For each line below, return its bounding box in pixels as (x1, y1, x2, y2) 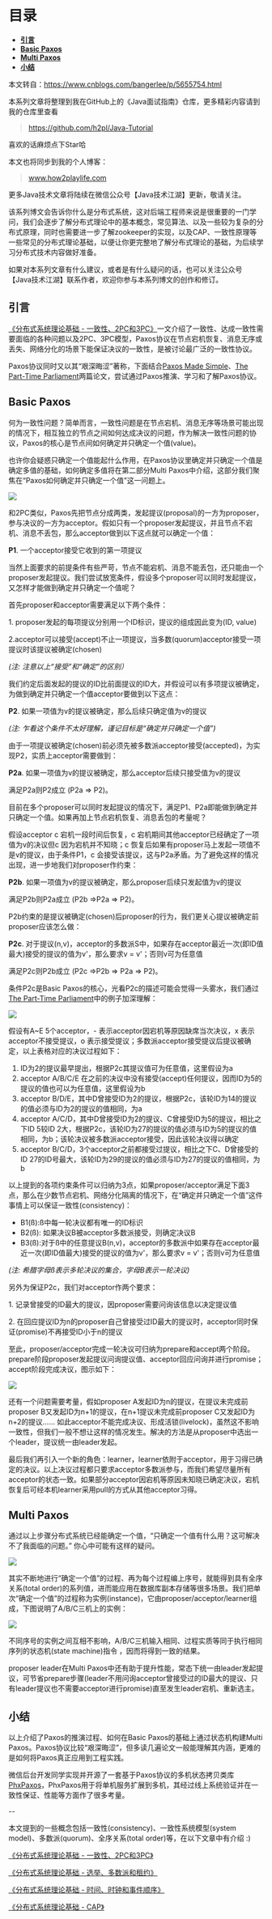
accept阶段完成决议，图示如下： (8, 1364, 117, 1373)
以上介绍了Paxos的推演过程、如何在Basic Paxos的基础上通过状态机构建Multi (8, 1733, 263, 1743)
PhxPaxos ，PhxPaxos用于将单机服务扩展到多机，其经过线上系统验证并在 (8, 1781, 252, 1790)
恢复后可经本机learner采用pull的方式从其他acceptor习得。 (8, 1484, 202, 1494)
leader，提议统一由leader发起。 (15, 1437, 122, 1446)
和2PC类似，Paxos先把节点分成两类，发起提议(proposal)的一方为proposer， (8, 507, 264, 517)
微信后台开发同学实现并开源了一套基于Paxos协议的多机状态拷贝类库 (8, 1770, 235, 1780)
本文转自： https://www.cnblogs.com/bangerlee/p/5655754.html (8, 79, 223, 89)
